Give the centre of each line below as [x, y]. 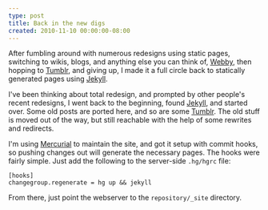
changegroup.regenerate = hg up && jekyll [80, 183]
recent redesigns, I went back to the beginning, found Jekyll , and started [128, 103]
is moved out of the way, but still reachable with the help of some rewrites [130, 120]
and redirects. [31, 128]
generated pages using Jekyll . [58, 79]
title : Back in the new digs [57, 23]
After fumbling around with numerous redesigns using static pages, [119, 54]
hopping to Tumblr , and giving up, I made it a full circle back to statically [127, 71]
